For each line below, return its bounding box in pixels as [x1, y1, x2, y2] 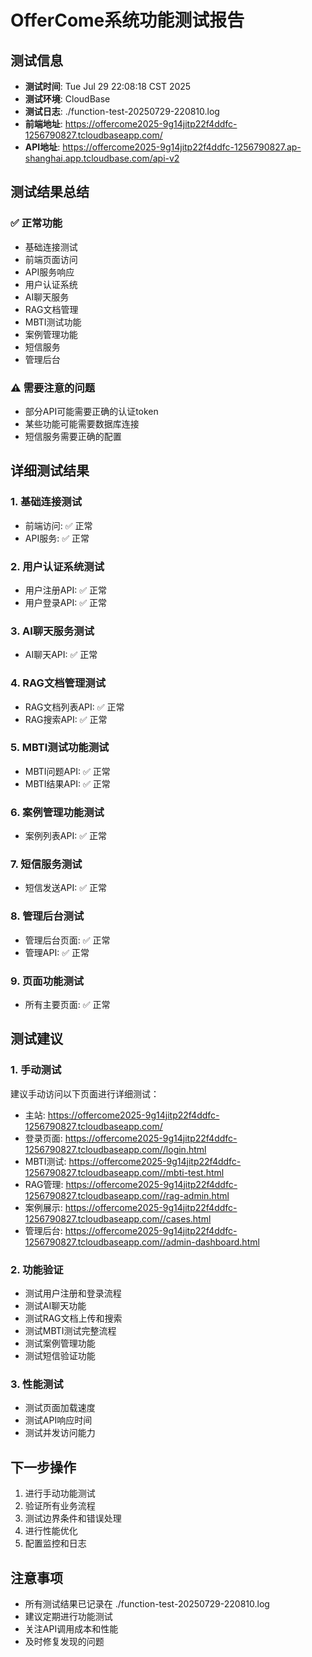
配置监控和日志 [24, 1537, 87, 1550]
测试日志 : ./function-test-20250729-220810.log [24, 106, 220, 117]
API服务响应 [24, 266, 75, 278]
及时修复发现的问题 [24, 1635, 105, 1647]
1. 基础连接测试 [10, 495, 83, 509]
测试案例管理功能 [24, 1337, 96, 1350]
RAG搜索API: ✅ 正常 [24, 713, 108, 725]
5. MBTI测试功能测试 [10, 741, 110, 755]
